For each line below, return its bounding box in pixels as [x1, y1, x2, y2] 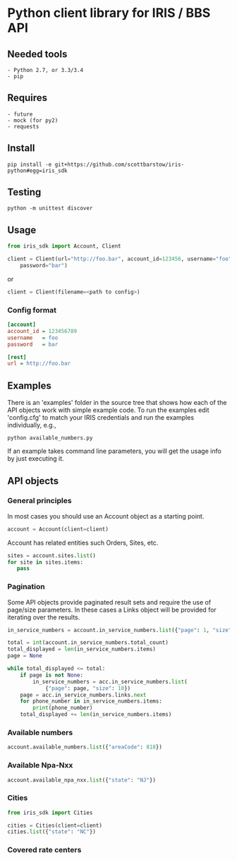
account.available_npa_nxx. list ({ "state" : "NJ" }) [7, 776, 157, 784]
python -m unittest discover [7, 205, 93, 212]
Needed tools [7, 48, 68, 60]
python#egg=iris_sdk [7, 167, 68, 174]
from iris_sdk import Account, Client [7, 243, 121, 250]
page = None [7, 653, 42, 660]
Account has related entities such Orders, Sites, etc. [7, 538, 159, 547]
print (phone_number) [32, 704, 93, 712]
